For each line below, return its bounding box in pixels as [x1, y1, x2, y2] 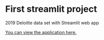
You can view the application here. [5, 29, 77, 35]
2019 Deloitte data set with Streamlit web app [5, 20, 99, 26]
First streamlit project [5, 3, 97, 15]
